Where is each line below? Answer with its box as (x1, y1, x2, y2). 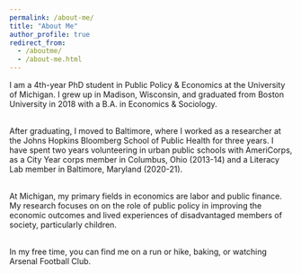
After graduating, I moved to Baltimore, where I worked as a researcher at (9, 126, 281, 136)
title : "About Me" (9, 22, 78, 31)
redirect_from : (9, 38, 66, 48)
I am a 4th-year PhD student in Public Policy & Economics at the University (9, 80, 286, 90)
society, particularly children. (9, 219, 117, 230)
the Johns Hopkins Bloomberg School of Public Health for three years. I (9, 136, 274, 146)
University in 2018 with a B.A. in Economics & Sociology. (9, 99, 217, 109)
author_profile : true (9, 30, 91, 39)
